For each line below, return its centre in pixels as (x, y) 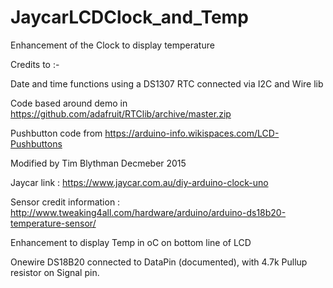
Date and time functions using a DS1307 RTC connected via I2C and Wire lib (167, 83)
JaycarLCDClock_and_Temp (129, 17)
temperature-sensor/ (53, 223)
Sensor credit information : (65, 202)
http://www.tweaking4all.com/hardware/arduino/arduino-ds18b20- (148, 212)
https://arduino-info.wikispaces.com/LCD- (192, 133)
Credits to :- (35, 64)
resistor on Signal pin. (55, 272)
